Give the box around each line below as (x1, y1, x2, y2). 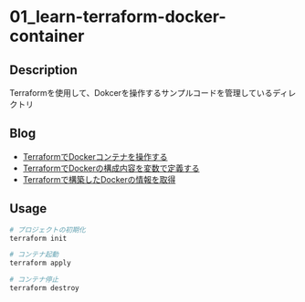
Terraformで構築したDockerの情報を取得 (22, 173, 176, 184)
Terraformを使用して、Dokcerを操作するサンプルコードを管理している (9, 88, 273, 98)
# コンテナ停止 (9, 276, 59, 285)
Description (9, 62, 78, 78)
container (9, 26, 85, 47)
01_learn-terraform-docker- (9, 6, 226, 27)
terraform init (9, 234, 68, 243)
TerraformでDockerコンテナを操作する (22, 151, 168, 161)
